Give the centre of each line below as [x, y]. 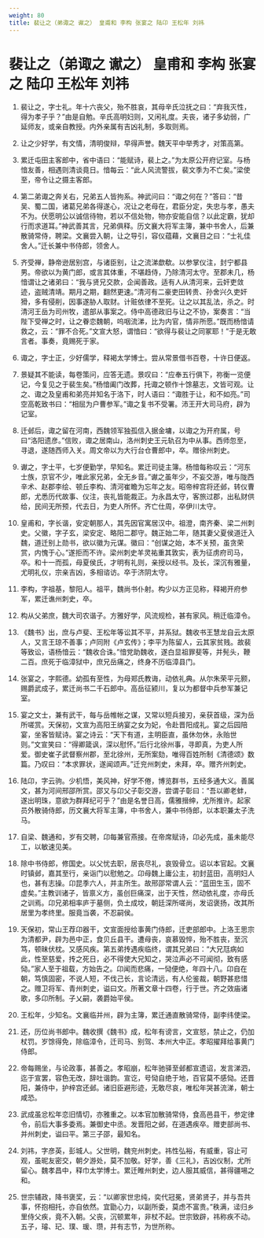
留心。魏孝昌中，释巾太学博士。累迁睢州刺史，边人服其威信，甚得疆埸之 [137, 1170]
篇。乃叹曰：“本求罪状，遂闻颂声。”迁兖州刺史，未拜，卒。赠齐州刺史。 [135, 764]
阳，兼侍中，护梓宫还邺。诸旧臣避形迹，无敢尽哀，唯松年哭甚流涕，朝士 [137, 1088]
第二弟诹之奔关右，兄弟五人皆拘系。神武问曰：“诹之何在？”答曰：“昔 [132, 197]
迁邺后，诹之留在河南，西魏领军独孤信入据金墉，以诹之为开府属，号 [130, 431]
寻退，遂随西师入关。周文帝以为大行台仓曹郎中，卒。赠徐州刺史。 [127, 450]
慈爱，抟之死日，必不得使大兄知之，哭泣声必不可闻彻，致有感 [148, 959]
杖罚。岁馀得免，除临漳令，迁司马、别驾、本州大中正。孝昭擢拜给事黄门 [137, 1042]
